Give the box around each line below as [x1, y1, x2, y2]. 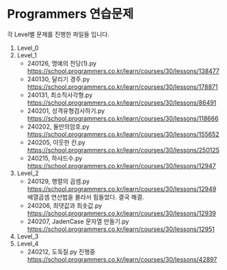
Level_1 [16, 51, 38, 59]
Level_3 [16, 232, 39, 240]
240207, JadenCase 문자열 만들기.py [27, 217, 129, 226]
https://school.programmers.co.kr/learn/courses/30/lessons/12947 [27, 161, 217, 170]
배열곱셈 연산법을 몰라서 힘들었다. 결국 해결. [27, 193, 145, 201]
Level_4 [16, 239, 39, 247]
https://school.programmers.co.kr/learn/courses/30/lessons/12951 [27, 225, 215, 233]
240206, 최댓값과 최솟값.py [27, 201, 103, 209]
